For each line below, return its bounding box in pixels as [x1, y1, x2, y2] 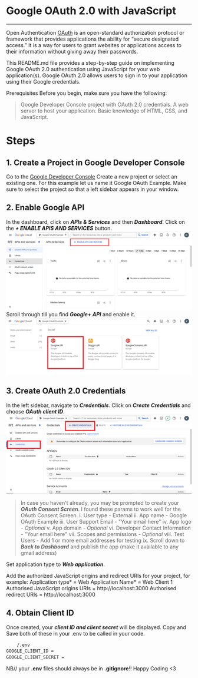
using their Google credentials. [6, 78, 81, 85]
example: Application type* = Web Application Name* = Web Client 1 [6, 578, 173, 586]
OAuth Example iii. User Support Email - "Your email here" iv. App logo [20, 518, 192, 525]
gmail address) [20, 549, 57, 556]
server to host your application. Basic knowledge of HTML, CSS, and [20, 107, 187, 114]
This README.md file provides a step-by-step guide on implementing [6, 59, 175, 66]
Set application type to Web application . [6, 561, 105, 568]
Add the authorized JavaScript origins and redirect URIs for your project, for [6, 572, 190, 579]
